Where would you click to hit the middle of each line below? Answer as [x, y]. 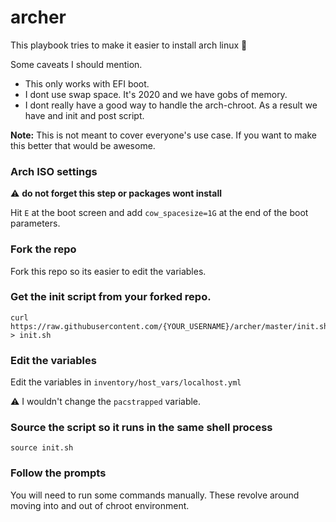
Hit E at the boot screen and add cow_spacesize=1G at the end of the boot [159, 213]
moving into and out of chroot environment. [100, 505]
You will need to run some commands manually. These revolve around [155, 495]
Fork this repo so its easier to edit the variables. [108, 271]
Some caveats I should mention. [76, 64]
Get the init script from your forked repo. [111, 297]
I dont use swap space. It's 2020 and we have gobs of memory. [156, 94]
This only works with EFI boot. [87, 83]
